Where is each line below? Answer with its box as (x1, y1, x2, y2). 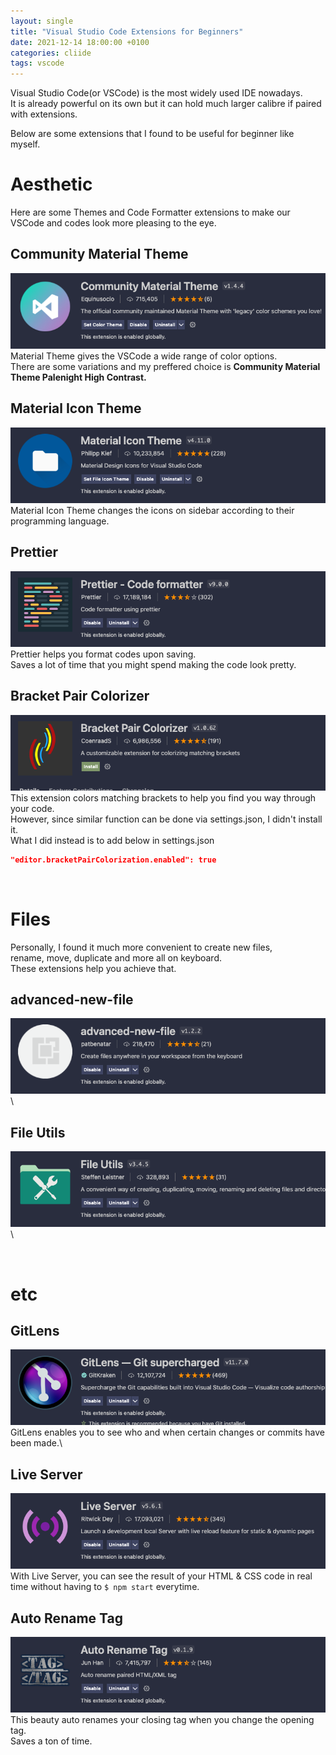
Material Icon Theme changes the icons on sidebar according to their (10, 504, 295, 516)
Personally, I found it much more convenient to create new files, (10, 941, 273, 953)
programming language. (10, 515, 110, 527)
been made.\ (10, 1437, 63, 1449)
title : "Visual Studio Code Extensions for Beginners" (10, 26, 244, 37)
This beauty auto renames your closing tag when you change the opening (10, 1714, 315, 1726)
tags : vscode (10, 58, 65, 69)
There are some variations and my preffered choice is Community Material (10, 360, 321, 372)
